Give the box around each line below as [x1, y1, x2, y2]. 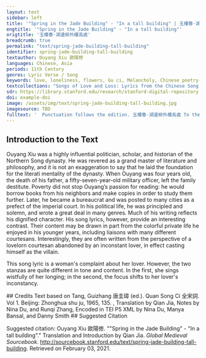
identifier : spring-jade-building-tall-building [6, 49, 133, 55]
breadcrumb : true [6, 37, 51, 44]
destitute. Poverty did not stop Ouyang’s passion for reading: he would [6, 183, 185, 191]
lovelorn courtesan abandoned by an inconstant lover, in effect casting [6, 242, 185, 249]
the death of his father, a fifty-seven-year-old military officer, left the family [6, 177, 196, 184]
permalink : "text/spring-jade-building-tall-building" [6, 44, 150, 50]
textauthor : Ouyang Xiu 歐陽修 [6, 55, 84, 61]
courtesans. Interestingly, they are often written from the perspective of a [6, 235, 192, 243]
